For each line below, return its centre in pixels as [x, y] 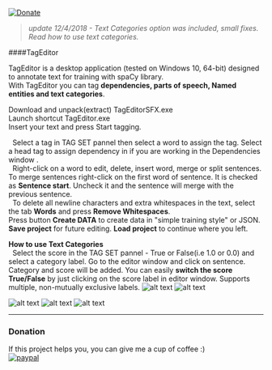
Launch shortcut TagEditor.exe [59, 118]
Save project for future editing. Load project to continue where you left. [128, 228]
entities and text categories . [57, 94]
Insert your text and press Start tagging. [75, 127]
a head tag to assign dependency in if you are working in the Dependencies [134, 151]
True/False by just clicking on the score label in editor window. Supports [130, 279]
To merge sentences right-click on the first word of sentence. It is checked [133, 177]
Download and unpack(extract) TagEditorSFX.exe [91, 110]
